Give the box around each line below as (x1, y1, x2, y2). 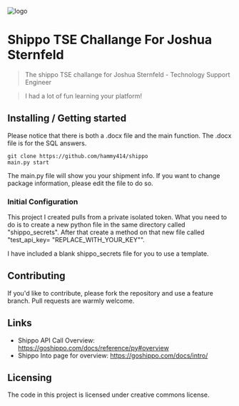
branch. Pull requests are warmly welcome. (7, 296, 135, 305)
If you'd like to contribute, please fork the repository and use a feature (7, 288, 214, 297)
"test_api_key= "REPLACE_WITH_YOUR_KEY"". (7, 236, 145, 244)
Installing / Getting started (7, 113, 127, 125)
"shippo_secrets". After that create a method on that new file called (7, 228, 205, 236)
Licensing (7, 372, 52, 384)
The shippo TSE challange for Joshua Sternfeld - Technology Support (24, 70, 230, 78)
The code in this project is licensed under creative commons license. (7, 390, 210, 399)
